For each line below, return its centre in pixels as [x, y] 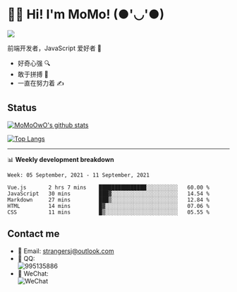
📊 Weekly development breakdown [61, 159]
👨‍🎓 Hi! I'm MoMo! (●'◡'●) [86, 14]
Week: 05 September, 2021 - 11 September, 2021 [79, 175]
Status [22, 108]
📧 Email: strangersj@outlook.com [66, 251]
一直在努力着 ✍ [41, 83]
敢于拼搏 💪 [33, 74]
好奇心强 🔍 [34, 63]
